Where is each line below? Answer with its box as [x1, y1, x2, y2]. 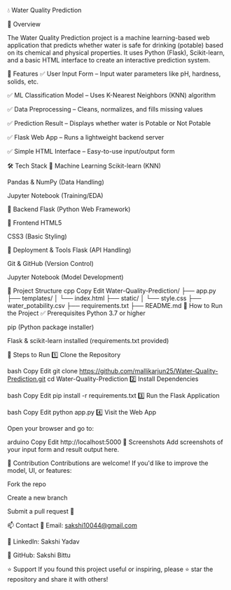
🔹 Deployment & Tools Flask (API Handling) [7, 246, 132, 254]
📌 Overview [7, 20, 41, 28]
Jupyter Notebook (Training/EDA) [7, 192, 104, 199]
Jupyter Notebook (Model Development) [7, 273, 124, 281]
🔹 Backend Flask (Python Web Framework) [7, 205, 131, 213]
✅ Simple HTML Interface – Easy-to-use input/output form [7, 147, 175, 155]
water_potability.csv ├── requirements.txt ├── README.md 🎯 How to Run [7, 302, 223, 309]
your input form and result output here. [7, 445, 120, 453]
